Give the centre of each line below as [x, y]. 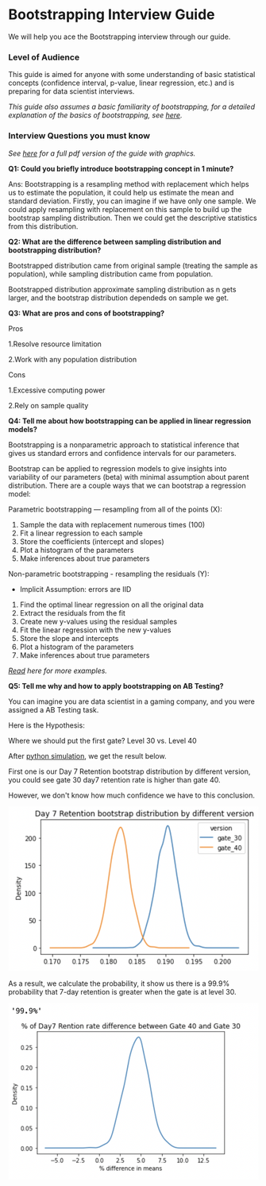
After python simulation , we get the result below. [87, 755]
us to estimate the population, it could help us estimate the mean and [121, 192]
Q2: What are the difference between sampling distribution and [115, 241]
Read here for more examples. [58, 670]
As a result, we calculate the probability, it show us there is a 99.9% [119, 983]
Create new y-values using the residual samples [98, 621]
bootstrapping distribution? [55, 250]
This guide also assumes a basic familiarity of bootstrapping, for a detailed [132, 107]
